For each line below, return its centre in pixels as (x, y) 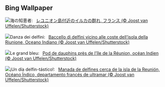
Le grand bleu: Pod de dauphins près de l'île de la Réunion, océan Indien (84, 53)
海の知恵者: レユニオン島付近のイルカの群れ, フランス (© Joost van (79, 20)
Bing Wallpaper (29, 8)
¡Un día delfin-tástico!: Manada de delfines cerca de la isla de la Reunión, (85, 69)
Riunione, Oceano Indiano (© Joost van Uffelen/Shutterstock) (68, 42)
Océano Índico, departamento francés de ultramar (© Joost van (70, 74)
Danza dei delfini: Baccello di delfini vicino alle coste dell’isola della (79, 37)
